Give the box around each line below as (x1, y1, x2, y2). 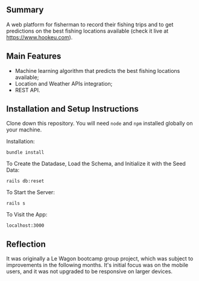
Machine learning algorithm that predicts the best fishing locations (14, 67, 180, 74)
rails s (6, 200, 26, 207)
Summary (6, 5, 44, 15)
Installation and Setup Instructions (6, 104, 139, 114)
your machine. (6, 126, 42, 133)
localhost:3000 (6, 223, 45, 229)
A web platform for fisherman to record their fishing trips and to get (6, 21, 174, 28)
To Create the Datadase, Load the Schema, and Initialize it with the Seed (6, 160, 186, 168)
